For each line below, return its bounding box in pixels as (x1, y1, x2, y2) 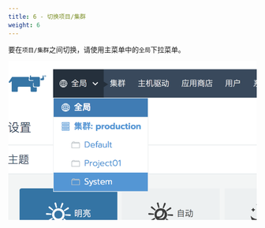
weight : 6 (8, 21, 41, 29)
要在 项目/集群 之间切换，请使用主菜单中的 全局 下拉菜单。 (8, 44, 185, 54)
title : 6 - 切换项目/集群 (8, 13, 87, 21)
